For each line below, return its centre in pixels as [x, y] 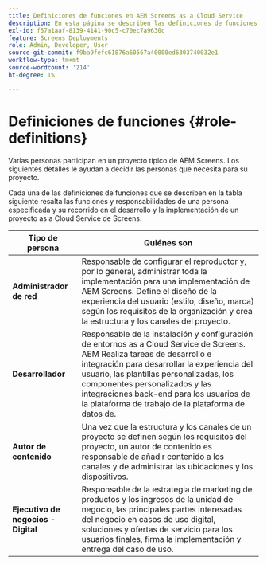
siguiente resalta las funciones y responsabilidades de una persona [118, 201]
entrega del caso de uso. [128, 549]
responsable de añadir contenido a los [153, 457]
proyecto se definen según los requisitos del [164, 437]
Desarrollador [39, 374]
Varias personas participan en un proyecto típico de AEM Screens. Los [124, 160]
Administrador [40, 286]
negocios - [34, 519]
